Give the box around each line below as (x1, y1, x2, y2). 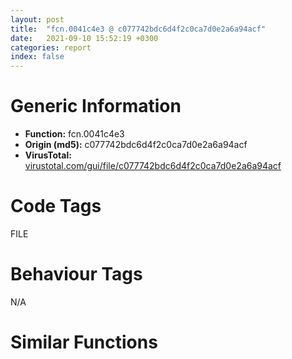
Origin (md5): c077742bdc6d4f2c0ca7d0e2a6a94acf (24, 139, 248, 151)
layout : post (10, 14, 65, 25)
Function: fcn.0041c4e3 (24, 128, 125, 140)
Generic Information (10, 95, 182, 118)
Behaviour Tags (10, 263, 143, 286)
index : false (10, 52, 65, 62)
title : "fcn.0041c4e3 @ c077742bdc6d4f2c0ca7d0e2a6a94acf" (10, 24, 267, 34)
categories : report (10, 42, 92, 53)
